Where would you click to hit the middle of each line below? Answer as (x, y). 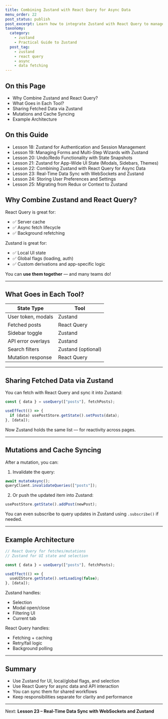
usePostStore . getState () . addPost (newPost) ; (51, 504)
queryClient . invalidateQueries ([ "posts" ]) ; (51, 486)
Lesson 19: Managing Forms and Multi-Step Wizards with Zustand (80, 152)
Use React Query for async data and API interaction (65, 686)
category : (20, 33)
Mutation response (30, 357)
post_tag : (20, 47)
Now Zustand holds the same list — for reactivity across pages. (70, 430)
